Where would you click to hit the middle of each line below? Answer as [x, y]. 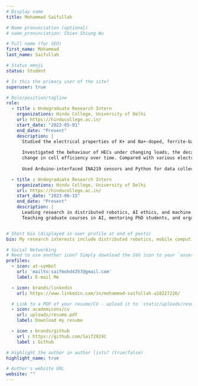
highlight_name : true [33, 358]
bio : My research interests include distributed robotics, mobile [89, 239]
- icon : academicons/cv [40, 309]
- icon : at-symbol [34, 266]
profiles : [18, 261]
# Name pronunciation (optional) [47, 28]
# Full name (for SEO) [34, 44]
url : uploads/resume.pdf [47, 315]
